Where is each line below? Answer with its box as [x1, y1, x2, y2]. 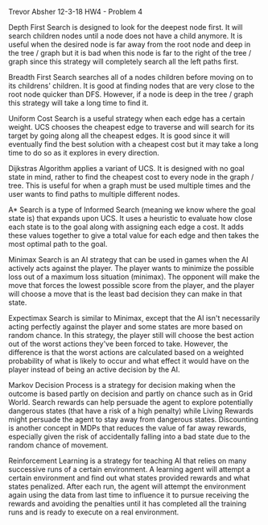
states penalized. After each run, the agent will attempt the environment [8, 481, 246, 491]
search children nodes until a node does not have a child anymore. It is [8, 31, 243, 40]
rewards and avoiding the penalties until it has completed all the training [8, 499, 247, 508]
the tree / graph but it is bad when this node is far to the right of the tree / [8, 48, 252, 57]
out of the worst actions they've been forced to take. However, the [8, 339, 229, 348]
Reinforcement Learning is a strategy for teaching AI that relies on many [8, 456, 247, 465]
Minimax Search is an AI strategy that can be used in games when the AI [8, 255, 249, 265]
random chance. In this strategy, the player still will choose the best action [8, 331, 255, 340]
